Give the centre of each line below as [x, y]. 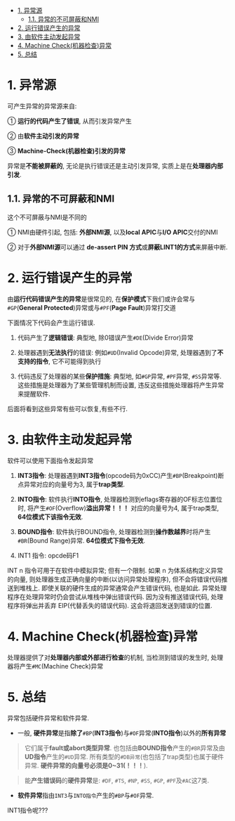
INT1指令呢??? [28, 810]
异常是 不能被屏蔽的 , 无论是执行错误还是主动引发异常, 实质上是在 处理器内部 [115, 166]
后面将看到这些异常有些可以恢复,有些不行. [68, 408]
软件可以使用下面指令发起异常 [50, 460]
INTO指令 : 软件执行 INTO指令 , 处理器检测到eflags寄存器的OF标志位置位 [120, 499]
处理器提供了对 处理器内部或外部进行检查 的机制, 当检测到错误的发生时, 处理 [115, 657]
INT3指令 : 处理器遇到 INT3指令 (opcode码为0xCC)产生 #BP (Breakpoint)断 [121, 475]
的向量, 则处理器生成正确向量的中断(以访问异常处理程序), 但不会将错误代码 [115, 579]
